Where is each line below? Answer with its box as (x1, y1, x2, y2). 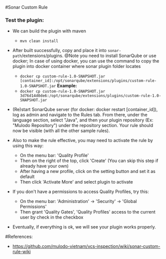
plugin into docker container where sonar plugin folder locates (12, 63, 141, 69)
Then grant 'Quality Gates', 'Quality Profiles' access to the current (19, 209, 156, 215)
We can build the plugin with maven (12, 28, 86, 34)
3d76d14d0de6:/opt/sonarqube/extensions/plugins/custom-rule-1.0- (19, 93, 161, 98)
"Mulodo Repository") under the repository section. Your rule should (12, 122, 153, 128)
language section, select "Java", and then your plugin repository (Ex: (12, 117, 153, 123)
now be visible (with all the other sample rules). (12, 127, 110, 134)
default (19, 173, 35, 179)
